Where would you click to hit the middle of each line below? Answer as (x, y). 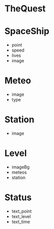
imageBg (20, 167)
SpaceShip (27, 31)
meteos (19, 172)
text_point (22, 211)
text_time (21, 222)
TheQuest (25, 9)
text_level (21, 216)
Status (18, 198)
